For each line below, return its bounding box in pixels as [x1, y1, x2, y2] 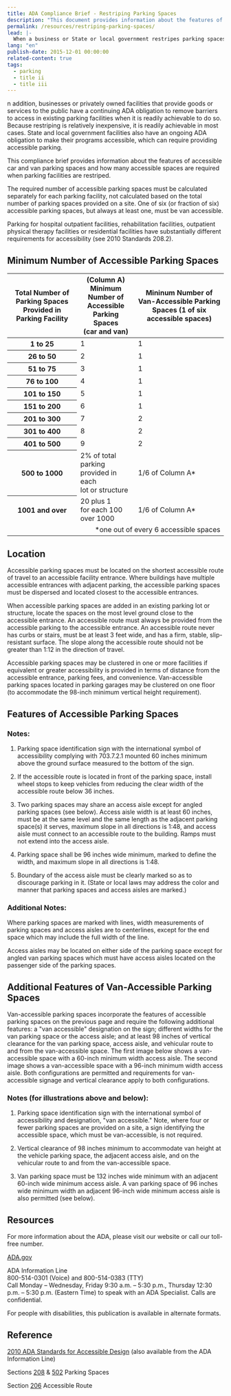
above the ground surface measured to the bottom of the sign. [16, 759, 195, 768]
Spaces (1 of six [152, 305, 207, 315]
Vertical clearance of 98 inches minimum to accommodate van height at [16, 1144, 221, 1153]
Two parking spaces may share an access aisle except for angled [16, 801, 203, 809]
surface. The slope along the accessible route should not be [33, 638, 204, 646]
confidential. [7, 1296, 43, 1304]
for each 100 [80, 504, 123, 514]
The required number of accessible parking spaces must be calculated [7, 185, 208, 193]
